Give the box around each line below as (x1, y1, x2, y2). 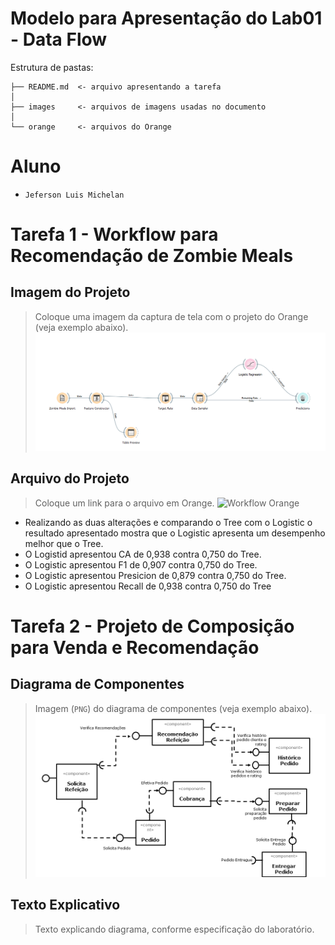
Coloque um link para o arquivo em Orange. (34, 497, 215, 509)
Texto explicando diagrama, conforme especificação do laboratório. (34, 923, 315, 935)
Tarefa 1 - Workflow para (10, 223, 219, 246)
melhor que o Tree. (24, 537, 104, 549)
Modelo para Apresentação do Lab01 (10, 7, 323, 30)
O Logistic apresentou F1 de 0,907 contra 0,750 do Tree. (24, 558, 258, 571)
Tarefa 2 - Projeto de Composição (10, 615, 295, 637)
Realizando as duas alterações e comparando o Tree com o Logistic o (24, 516, 313, 528)
